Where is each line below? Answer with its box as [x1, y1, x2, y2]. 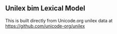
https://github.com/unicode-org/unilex [5, 23, 85, 29]
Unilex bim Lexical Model [5, 4, 86, 13]
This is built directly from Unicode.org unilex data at [5, 17, 113, 23]
